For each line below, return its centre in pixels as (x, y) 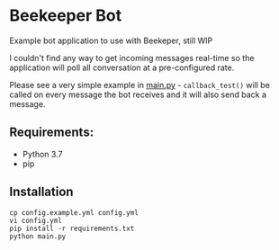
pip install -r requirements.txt (72, 228)
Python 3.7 (42, 154)
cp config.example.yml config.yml (74, 212)
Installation (41, 192)
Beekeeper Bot (66, 16)
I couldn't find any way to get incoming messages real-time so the (132, 58)
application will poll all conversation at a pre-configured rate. (122, 67)
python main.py (38, 236)
